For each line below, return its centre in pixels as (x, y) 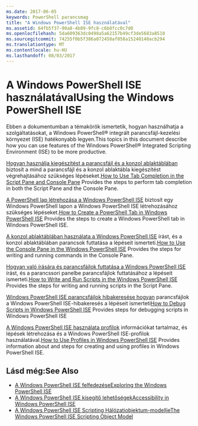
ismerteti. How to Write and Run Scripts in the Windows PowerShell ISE (92, 279)
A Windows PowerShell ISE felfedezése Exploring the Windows (91, 385)
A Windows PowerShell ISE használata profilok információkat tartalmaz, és (97, 327)
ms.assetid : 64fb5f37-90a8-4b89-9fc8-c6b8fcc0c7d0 (70, 28)
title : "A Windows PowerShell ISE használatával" (69, 22)
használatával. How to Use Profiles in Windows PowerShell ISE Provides (93, 340)
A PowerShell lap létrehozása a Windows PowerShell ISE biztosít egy (90, 199)
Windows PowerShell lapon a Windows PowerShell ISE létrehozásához (92, 206)
